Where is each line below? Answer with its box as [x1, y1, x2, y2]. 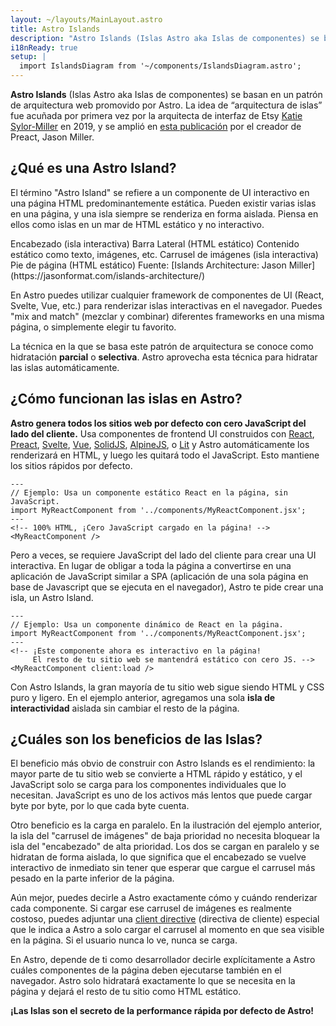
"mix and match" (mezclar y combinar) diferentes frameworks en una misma [10, 310, 325, 322]
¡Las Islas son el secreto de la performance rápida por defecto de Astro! [10, 1005, 315, 1017]
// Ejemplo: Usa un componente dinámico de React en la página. [10, 619, 284, 630]
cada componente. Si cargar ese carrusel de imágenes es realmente [10, 902, 292, 915]
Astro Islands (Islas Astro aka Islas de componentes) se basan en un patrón [10, 89, 323, 100]
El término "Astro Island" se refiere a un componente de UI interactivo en [10, 186, 310, 198]
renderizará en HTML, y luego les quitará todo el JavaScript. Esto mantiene [10, 449, 320, 461]
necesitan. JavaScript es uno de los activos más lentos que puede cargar [10, 789, 313, 801]
